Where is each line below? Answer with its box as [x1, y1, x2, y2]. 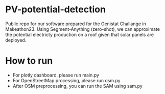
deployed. [5, 37, 27, 43]
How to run [5, 55, 53, 67]
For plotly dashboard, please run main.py [12, 72, 100, 78]
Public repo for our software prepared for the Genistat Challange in [5, 21, 147, 27]
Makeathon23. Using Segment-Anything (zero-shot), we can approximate [5, 26, 160, 32]
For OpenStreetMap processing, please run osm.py [12, 77, 121, 83]
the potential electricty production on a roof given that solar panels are [5, 31, 154, 37]
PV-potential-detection [5, 4, 106, 15]
